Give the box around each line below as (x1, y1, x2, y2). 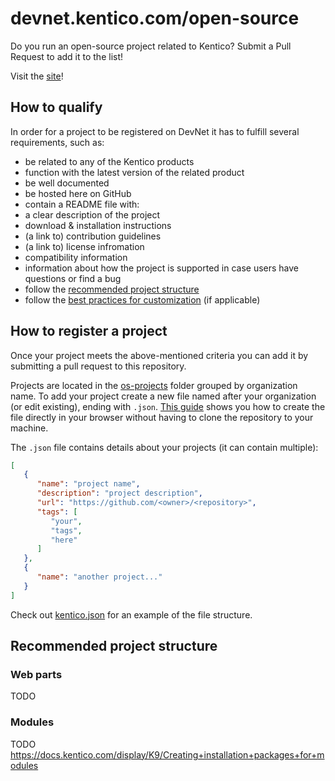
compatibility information (24, 251, 128, 263)
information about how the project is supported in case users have (24, 262, 300, 274)
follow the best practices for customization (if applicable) (24, 293, 261, 306)
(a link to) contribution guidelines (24, 230, 162, 242)
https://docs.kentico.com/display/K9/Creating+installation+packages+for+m (10, 748, 325, 761)
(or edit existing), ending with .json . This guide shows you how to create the (10, 400, 326, 412)
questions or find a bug (24, 272, 122, 284)
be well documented (24, 177, 110, 189)
